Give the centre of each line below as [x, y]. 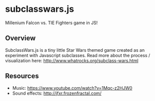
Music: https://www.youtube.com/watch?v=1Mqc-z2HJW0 [72, 88]
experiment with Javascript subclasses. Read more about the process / [78, 55]
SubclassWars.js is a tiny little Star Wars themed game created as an [75, 50]
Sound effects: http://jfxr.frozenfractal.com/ [57, 93]
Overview [21, 38]
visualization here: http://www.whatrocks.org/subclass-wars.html [72, 61]
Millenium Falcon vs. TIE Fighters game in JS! [52, 23]
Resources [22, 76]
